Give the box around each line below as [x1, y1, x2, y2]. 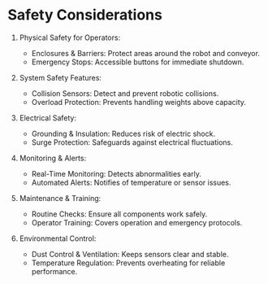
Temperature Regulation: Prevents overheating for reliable [31, 258, 226, 268]
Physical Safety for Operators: [19, 33, 121, 42]
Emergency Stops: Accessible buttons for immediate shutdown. [31, 57, 244, 67]
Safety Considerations [7, 6, 163, 24]
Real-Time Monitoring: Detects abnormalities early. [31, 168, 202, 178]
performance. [31, 266, 78, 276]
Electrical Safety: [19, 112, 76, 123]
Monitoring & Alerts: [19, 153, 87, 163]
